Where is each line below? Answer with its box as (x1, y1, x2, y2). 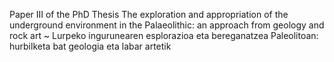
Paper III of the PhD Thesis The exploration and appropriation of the (9, 9, 289, 20)
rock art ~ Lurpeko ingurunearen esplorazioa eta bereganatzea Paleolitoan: (9, 30, 319, 41)
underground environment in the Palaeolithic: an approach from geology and (9, 19, 325, 31)
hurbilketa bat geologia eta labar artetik (9, 40, 172, 52)
